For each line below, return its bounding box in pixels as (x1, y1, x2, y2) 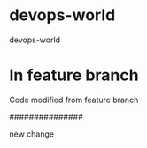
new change (9, 129, 55, 139)
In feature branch (9, 65, 139, 85)
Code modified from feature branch (9, 94, 139, 105)
